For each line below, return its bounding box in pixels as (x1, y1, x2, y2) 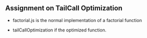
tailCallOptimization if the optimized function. (12, 27, 107, 33)
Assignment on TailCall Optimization (5, 4, 123, 12)
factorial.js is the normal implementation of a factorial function (12, 17, 142, 23)
